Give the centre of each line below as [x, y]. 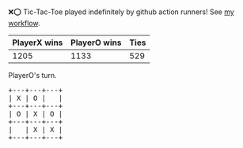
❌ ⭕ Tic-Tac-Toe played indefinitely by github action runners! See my [121, 12]
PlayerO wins [96, 43]
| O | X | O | [36, 114]
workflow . [24, 23]
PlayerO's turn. [32, 75]
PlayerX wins [38, 43]
